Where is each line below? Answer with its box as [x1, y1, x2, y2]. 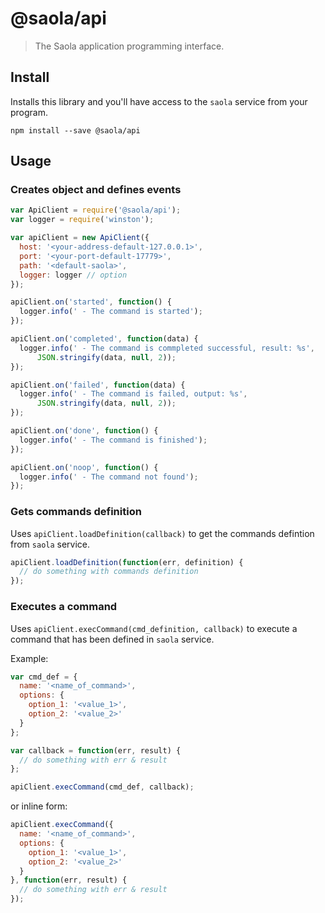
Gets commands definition [10, 505, 142, 519]
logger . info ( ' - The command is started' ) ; [19, 307, 203, 317]
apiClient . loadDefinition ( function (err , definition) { [10, 557, 244, 567]
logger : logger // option [19, 270, 128, 280]
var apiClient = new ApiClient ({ [10, 233, 150, 243]
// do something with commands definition [19, 567, 199, 577]
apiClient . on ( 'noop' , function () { [10, 462, 159, 472]
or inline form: [10, 800, 68, 812]
